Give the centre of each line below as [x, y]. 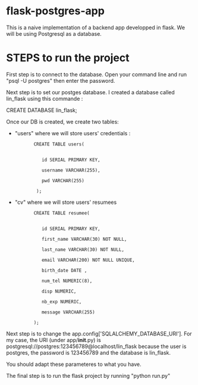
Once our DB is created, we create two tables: [62, 122]
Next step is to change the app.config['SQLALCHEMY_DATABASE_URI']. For [99, 333]
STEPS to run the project [68, 58]
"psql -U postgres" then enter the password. [61, 80]
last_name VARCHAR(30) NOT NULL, [83, 249]
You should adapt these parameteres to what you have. [74, 364]
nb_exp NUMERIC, [62, 302]
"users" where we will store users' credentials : [73, 133]
